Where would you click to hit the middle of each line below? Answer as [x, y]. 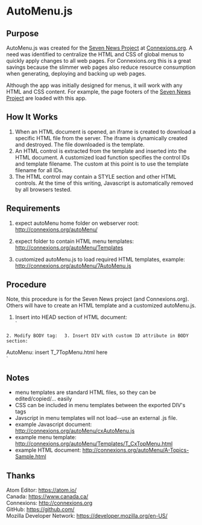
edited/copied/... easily [43, 399]
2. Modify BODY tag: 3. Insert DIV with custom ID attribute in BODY [97, 336]
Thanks [21, 475]
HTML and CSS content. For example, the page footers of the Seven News [99, 92]
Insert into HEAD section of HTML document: [71, 317]
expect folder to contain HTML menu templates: [74, 241]
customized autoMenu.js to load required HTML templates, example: [100, 259]
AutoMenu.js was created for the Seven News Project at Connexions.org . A [99, 48]
